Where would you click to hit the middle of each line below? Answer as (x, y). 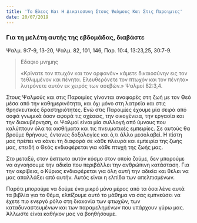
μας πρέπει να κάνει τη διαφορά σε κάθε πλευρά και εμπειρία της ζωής (94, 141)
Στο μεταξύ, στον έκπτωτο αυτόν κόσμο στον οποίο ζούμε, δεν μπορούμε (96, 158)
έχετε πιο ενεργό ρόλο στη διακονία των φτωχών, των (73, 201)
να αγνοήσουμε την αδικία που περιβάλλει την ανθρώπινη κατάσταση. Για (98, 165)
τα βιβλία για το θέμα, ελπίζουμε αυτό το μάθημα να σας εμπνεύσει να (94, 195)
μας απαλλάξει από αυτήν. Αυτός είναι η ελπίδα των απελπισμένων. (91, 177)
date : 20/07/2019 (27, 17)
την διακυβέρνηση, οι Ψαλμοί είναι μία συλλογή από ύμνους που (86, 122)
